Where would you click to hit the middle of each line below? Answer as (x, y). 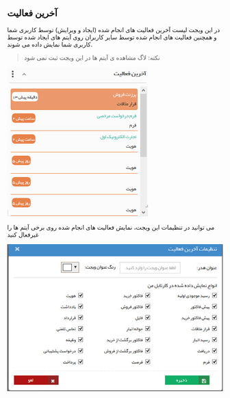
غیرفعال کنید (23, 235)
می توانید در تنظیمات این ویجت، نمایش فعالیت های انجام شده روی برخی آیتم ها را (111, 227)
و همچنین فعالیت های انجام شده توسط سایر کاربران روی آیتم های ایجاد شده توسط (112, 37)
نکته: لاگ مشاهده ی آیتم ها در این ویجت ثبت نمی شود (92, 57)
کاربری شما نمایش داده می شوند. (50, 44)
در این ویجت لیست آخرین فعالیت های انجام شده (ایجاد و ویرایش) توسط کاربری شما (114, 29)
